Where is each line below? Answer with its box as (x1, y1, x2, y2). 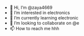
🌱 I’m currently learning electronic (9, 15, 79, 20)
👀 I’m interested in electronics (9, 10, 70, 16)
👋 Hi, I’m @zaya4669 (9, 5, 53, 10)
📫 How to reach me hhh (9, 26, 60, 31)
